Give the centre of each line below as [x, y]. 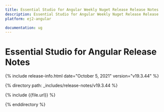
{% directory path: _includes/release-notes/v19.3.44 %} [61, 85]
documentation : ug [24, 28]
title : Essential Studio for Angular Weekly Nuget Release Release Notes [82, 10]
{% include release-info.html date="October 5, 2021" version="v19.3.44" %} [82, 76]
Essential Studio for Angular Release [81, 52]
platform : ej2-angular [28, 19]
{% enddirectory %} [25, 105]
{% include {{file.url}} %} [30, 95]
